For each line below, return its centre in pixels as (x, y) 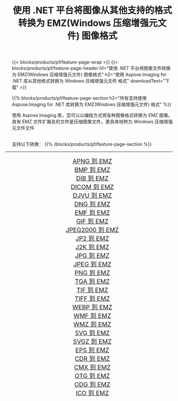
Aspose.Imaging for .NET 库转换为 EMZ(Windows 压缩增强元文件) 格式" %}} (92, 104)
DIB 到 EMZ (92, 179)
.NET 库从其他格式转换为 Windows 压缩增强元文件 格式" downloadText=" (89, 81)
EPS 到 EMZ (92, 350)
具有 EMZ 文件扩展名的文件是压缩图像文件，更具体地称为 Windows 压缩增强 (92, 122)
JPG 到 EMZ (92, 256)
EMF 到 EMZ (92, 213)
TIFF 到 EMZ (92, 299)
